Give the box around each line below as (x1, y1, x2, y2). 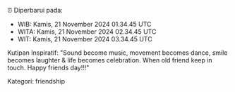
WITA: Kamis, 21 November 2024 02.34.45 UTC (17, 27, 157, 36)
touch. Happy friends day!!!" (7, 63, 90, 72)
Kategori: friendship (7, 77, 66, 85)
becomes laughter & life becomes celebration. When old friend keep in (7, 56, 213, 64)
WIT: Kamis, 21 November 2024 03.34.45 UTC (17, 35, 153, 43)
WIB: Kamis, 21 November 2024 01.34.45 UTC (17, 20, 152, 28)
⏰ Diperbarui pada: (7, 6, 64, 14)
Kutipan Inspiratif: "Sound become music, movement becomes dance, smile (7, 48, 228, 57)
